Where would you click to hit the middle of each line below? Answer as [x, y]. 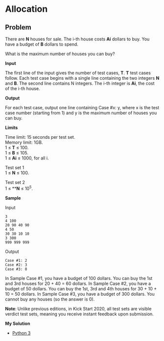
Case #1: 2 [16, 260]
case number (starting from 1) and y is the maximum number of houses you [81, 113]
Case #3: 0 [16, 269]
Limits [12, 127]
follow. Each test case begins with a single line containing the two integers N [82, 78]
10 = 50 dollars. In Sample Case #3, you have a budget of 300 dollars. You [80, 294]
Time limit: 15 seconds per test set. [40, 137]
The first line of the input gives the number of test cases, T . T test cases [78, 73]
